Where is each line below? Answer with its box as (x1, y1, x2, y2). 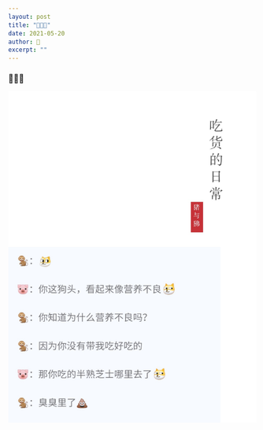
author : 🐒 (8, 38, 41, 46)
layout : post (8, 13, 51, 21)
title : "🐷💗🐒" (8, 21, 51, 29)
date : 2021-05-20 (8, 29, 65, 37)
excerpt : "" (8, 46, 47, 54)
